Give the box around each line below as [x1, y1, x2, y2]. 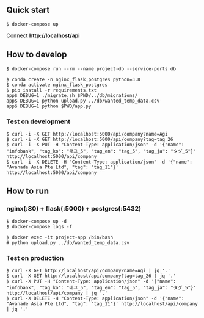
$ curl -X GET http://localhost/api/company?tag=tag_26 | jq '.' [6, 273, 176, 279]
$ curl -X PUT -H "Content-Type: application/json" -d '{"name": [6, 278, 176, 284]
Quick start [6, 5, 50, 15]
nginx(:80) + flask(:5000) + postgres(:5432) [6, 204, 142, 213]
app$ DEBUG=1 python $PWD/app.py [6, 103, 92, 109]
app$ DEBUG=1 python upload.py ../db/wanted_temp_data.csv [6, 98, 160, 104]
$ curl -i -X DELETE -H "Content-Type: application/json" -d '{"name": [6, 159, 192, 165]
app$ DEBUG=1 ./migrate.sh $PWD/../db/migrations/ [6, 92, 138, 98]
